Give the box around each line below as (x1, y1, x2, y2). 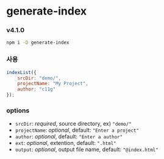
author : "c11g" (17, 86, 56, 92)
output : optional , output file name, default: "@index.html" (15, 146, 159, 153)
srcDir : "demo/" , (17, 75, 62, 81)
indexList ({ (6, 69, 37, 75)
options (6, 106, 30, 115)
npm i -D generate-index (6, 39, 70, 46)
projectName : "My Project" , (17, 81, 88, 87)
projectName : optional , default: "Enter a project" (15, 126, 139, 134)
